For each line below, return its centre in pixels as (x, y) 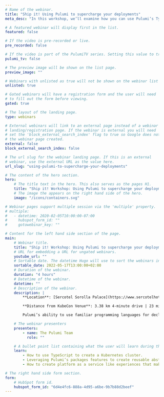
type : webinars (20, 117)
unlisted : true (20, 86)
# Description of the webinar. (46, 288)
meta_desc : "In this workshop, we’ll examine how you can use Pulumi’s (79, 19)
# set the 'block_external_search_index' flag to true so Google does (78, 135)
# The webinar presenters (40, 324)
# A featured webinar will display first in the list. (62, 27)
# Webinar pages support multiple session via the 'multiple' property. (81, 207)
